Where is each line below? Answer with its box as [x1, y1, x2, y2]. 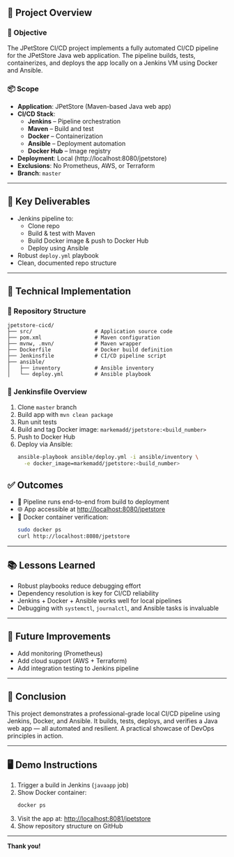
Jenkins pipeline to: [17, 214, 74, 222]
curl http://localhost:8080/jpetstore [17, 533, 130, 540]
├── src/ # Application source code [7, 328, 173, 335]
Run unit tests [17, 418, 57, 426]
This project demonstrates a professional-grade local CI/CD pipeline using [7, 709, 221, 718]
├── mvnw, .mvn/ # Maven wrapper [7, 340, 141, 347]
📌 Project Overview [7, 7, 93, 19]
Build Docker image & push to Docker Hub [27, 236, 149, 245]
